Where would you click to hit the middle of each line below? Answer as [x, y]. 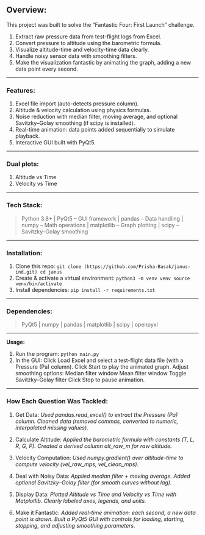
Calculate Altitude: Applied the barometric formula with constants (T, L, [105, 439]
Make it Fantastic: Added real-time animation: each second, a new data [106, 512]
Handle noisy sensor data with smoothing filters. [76, 56]
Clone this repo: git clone [48, 266]
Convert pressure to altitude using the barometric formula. [88, 43]
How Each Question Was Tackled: [57, 402]
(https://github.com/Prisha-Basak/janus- [137, 267]
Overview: [27, 10]
